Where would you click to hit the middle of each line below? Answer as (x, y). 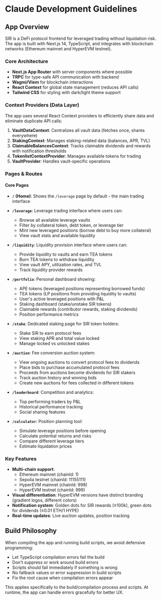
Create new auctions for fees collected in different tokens (76, 383)
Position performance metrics (49, 314)
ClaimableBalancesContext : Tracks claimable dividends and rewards (81, 146)
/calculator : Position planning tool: (47, 421)
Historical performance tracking (51, 406)
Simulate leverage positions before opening (63, 431)
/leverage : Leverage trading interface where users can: (67, 211)
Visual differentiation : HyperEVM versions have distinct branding (78, 495)
